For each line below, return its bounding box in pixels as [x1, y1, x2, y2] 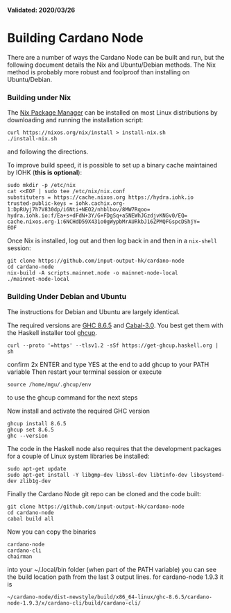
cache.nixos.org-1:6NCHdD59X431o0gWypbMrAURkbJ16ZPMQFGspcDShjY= [7, 218, 200, 225]
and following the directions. [7, 147, 89, 156]
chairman [7, 553, 33, 560]
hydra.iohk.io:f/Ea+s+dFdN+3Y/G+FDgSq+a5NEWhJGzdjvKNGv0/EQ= [7, 212, 188, 220]
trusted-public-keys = [7, 200, 73, 207]
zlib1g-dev [19, 477, 51, 484]
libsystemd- [190, 471, 225, 478]
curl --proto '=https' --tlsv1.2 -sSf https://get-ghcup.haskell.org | [7, 342, 219, 349]
